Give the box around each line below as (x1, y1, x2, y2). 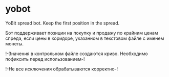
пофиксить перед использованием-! (5, 56, 86, 62)
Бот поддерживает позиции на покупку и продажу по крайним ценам (5, 30, 158, 36)
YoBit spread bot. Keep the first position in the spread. (5, 20, 120, 26)
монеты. (5, 40, 24, 46)
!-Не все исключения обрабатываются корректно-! (5, 66, 118, 72)
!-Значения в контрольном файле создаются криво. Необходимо (5, 50, 148, 57)
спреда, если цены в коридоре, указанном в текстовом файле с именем (5, 35, 164, 41)
